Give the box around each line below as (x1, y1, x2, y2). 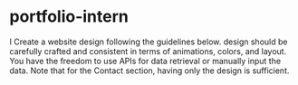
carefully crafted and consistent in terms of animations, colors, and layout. (9, 45, 287, 56)
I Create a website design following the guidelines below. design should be (9, 36, 288, 47)
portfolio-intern (9, 6, 129, 27)
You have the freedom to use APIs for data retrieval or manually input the (9, 55, 282, 66)
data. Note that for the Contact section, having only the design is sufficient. (9, 65, 290, 76)
